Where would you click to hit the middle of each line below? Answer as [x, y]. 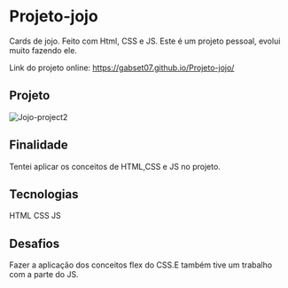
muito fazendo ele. [43, 50]
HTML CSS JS [35, 216]
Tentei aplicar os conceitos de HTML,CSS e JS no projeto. [115, 166]
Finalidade [39, 145]
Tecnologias [44, 194]
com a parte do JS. [44, 275]
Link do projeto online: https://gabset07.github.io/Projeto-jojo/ [122, 68]
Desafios [35, 243]
